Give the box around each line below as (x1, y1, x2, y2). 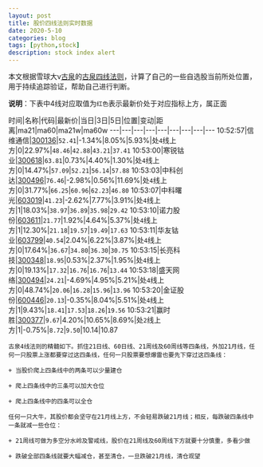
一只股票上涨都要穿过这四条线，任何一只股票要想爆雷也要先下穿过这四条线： (14, 351, 228, 359)
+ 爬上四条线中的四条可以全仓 (8, 398, 93, 406)
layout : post (8, 11, 52, 20)
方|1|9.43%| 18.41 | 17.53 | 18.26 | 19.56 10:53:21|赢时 (8, 305, 171, 315)
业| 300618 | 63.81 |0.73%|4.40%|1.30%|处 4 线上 (8, 156, 160, 164)
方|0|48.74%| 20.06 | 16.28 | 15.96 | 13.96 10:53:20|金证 (8, 285, 178, 295)
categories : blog (8, 34, 66, 42)
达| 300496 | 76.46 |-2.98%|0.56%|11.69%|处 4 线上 (8, 176, 167, 184)
